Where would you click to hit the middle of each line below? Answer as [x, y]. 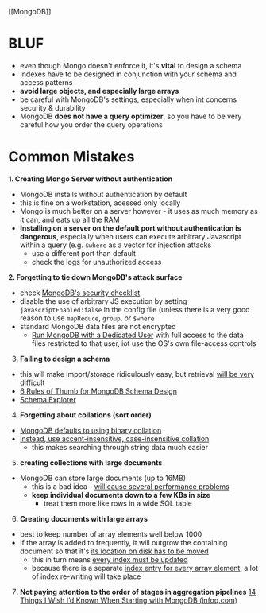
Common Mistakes [71, 157]
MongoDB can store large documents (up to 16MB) [103, 478]
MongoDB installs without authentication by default [103, 194]
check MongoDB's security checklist [80, 293]
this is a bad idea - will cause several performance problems [131, 486]
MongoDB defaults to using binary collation [91, 430]
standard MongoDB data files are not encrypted [98, 326]
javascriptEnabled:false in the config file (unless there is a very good [135, 309]
